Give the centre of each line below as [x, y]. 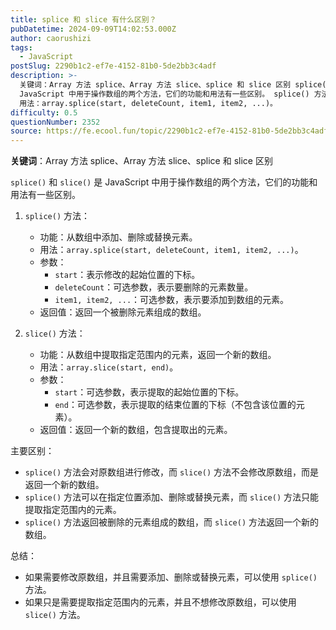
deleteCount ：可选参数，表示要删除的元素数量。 [154, 287]
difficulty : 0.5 [44, 112]
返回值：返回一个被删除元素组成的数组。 [123, 312]
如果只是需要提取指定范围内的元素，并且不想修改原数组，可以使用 [160, 602]
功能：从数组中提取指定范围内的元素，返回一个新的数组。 [158, 355]
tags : [21, 47]
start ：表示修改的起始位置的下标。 [127, 275]
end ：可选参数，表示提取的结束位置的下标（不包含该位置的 [175, 405]
